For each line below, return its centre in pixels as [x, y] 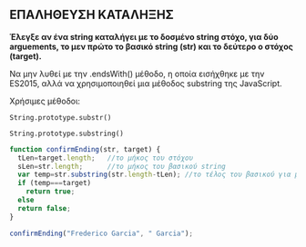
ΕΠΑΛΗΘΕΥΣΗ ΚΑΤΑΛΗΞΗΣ [92, 15]
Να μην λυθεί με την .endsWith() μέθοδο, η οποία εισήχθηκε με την [137, 74]
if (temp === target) [55, 183]
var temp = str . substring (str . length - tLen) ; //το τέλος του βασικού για [154, 175]
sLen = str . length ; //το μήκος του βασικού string [122, 166]
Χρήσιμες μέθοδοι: [45, 101]
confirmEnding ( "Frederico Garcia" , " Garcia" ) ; [102, 233]
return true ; [51, 192]
